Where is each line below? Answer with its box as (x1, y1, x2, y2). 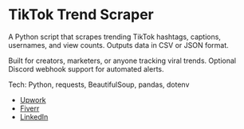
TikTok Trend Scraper (8, 6, 154, 24)
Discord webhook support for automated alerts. (8, 64, 165, 73)
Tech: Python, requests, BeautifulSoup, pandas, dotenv (8, 80, 190, 89)
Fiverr (19, 104, 40, 113)
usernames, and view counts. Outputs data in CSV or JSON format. (8, 40, 229, 49)
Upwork (19, 95, 46, 104)
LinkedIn (19, 111, 49, 121)
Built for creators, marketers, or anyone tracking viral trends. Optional (8, 56, 237, 65)
